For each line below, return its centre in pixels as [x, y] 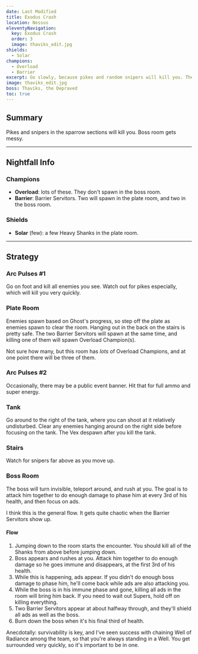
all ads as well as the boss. [47, 614]
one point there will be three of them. [51, 357]
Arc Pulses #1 [26, 273]
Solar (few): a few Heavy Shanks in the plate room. [76, 233]
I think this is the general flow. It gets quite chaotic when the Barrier [88, 513]
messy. [15, 138]
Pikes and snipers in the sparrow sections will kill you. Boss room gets [91, 132]
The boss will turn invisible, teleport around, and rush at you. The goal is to [97, 489]
